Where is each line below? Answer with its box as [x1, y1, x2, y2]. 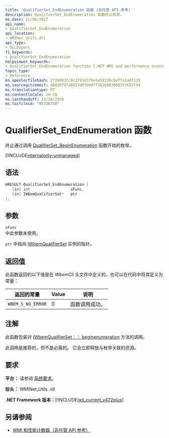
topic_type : [5, 69, 30, 74]
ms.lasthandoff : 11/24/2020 [5, 96, 64, 102]
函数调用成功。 [70, 301, 106, 308]
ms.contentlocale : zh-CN [5, 92, 57, 97]
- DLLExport [5, 45, 30, 50]
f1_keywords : [5, 50, 33, 55]
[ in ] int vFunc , [12, 186, 84, 192]
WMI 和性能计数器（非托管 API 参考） [12, 427, 91, 433]
